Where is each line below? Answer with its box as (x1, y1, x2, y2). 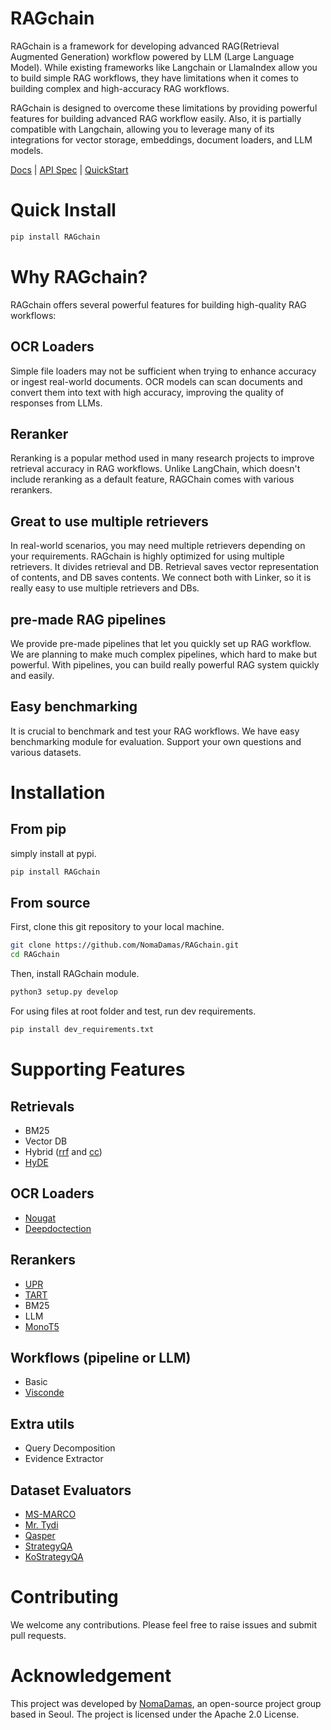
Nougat (24, 1212, 57, 1224)
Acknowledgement (10, 1665, 172, 1687)
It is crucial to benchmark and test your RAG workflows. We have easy (10, 725, 300, 737)
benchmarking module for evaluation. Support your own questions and (10, 735, 302, 747)
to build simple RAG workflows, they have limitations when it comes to (10, 72, 299, 84)
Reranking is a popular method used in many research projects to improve (10, 452, 315, 464)
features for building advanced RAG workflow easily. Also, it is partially (10, 112, 302, 124)
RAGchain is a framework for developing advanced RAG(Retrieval (10, 40, 280, 52)
